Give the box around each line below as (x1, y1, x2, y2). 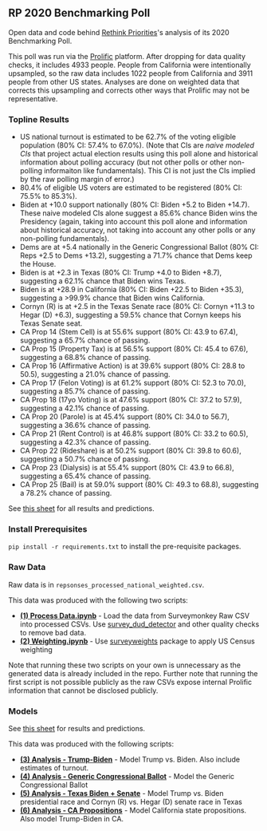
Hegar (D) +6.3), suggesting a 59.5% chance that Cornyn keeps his (19, 311, 241, 320)
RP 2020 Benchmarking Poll (8, 6, 151, 20)
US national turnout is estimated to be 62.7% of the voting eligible (19, 132, 237, 142)
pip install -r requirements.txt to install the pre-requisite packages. (8, 542, 241, 552)
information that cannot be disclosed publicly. (8, 686, 159, 695)
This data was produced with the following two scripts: (8, 595, 189, 605)
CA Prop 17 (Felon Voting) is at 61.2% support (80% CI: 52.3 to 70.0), (19, 378, 246, 388)
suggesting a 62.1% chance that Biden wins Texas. (19, 276, 187, 286)
